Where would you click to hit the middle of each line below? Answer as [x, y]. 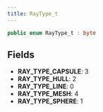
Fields [21, 54]
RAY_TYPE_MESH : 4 [48, 94]
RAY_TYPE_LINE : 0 [46, 86]
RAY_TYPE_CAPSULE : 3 [53, 71]
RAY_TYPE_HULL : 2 [47, 79]
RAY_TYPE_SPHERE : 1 [50, 101]
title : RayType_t [33, 14]
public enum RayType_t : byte [52, 33]
